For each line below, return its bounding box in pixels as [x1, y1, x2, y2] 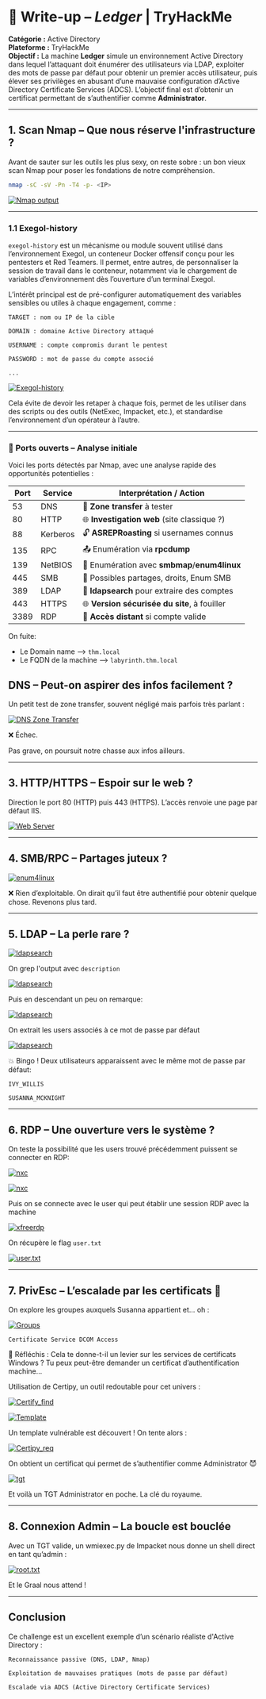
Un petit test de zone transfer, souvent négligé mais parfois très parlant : [8, 699, 245, 709]
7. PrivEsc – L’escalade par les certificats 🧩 [8, 1284, 222, 1297]
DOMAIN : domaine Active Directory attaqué [8, 327, 154, 335]
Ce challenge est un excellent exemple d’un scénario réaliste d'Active [8, 1632, 234, 1641]
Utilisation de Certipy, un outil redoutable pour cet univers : [8, 1382, 200, 1392]
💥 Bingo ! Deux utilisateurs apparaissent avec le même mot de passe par [8, 1056, 246, 1066]
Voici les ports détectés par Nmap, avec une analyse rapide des [8, 460, 217, 470]
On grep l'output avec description [8, 964, 120, 974]
